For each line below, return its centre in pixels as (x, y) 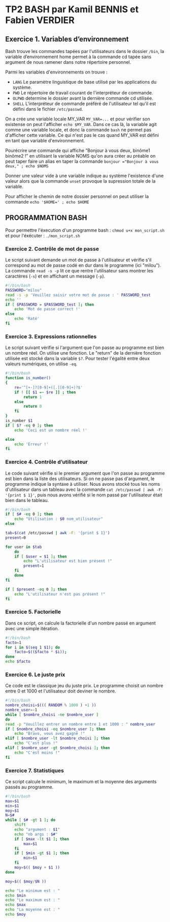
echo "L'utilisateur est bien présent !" (68, 561)
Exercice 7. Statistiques (35, 770)
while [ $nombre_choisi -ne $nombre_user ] (52, 715)
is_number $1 (19, 421)
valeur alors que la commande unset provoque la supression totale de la (80, 181)
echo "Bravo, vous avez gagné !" (50, 734)
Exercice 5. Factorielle (33, 612)
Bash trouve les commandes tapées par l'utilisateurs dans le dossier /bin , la (85, 51)
